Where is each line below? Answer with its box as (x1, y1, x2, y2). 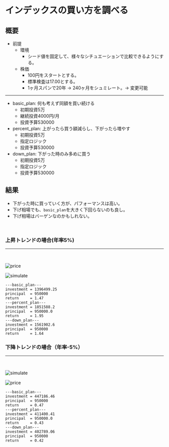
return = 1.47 (5, 296, 44, 301)
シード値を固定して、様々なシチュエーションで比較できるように (27, 54, 159, 59)
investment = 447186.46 (5, 394, 55, 399)
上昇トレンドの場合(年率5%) (5, 236, 74, 243)
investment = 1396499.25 (5, 287, 57, 292)
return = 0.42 (5, 438, 44, 443)
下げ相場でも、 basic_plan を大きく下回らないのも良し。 (12, 207, 128, 213)
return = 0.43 (5, 420, 44, 426)
